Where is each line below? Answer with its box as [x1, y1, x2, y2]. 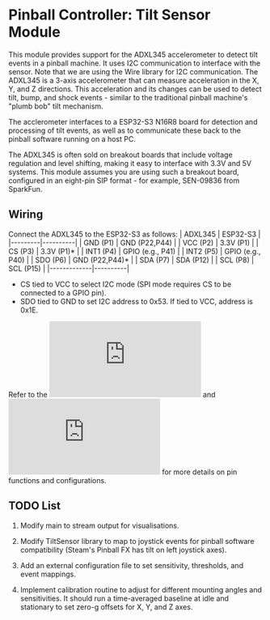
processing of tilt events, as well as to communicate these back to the [8, 125, 241, 135]
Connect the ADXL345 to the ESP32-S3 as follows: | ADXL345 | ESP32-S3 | [8, 229, 261, 239]
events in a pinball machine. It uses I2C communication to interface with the [8, 58, 261, 68]
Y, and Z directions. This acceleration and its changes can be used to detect [8, 83, 263, 94]
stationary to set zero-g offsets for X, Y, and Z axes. [19, 601, 193, 612]
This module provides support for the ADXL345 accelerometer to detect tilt [8, 49, 259, 59]
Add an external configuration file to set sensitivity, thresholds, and [19, 560, 244, 570]
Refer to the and [8, 389, 216, 399]
